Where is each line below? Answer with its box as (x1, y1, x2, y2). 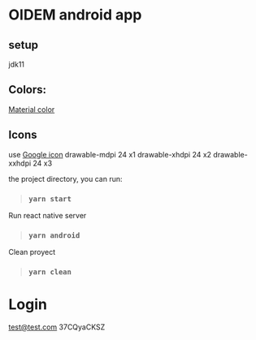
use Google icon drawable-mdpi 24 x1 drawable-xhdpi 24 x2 (8, 149, 212, 159)
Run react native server (8, 210, 87, 220)
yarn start (28, 194, 72, 204)
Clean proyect (8, 247, 56, 257)
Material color (8, 104, 55, 114)
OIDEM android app (8, 6, 142, 24)
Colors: (8, 83, 47, 97)
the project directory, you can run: (8, 174, 124, 183)
